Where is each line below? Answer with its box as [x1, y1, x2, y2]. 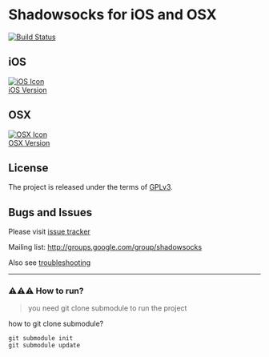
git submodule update [8, 342, 81, 350]
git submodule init [8, 335, 74, 343]
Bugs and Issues [8, 206, 93, 219]
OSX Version [8, 138, 50, 147]
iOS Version [8, 85, 47, 94]
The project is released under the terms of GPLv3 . [8, 183, 174, 192]
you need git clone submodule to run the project [27, 303, 187, 313]
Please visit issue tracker [8, 227, 90, 237]
